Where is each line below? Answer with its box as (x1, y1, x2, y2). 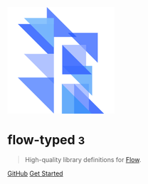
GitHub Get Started (7, 169, 63, 178)
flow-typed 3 (7, 132, 85, 148)
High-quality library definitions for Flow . (24, 155, 142, 163)
